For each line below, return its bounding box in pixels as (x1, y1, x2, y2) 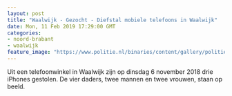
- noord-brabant (7, 36, 54, 43)
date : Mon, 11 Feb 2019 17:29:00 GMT (7, 23, 116, 30)
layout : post (7, 10, 45, 17)
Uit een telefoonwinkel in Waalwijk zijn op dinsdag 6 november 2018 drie (7, 67, 213, 76)
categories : (7, 29, 41, 37)
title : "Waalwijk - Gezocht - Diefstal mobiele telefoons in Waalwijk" (7, 17, 217, 23)
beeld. (7, 82, 26, 90)
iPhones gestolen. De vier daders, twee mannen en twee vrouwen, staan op (7, 75, 223, 83)
